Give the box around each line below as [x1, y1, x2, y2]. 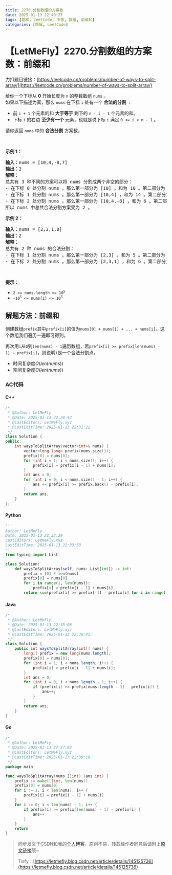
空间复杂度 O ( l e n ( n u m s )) [12, 367, 63, 373]
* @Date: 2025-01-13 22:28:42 [7, 415, 72, 420]
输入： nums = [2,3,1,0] [5, 227, 62, 232]
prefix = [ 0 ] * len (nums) [24, 571, 79, 576]
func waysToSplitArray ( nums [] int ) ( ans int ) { [5, 773, 109, 779]
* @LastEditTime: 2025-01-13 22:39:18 [7, 755, 91, 760]
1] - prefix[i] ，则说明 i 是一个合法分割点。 [5, 350, 98, 355]
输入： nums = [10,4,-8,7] [5, 160, 68, 166]
